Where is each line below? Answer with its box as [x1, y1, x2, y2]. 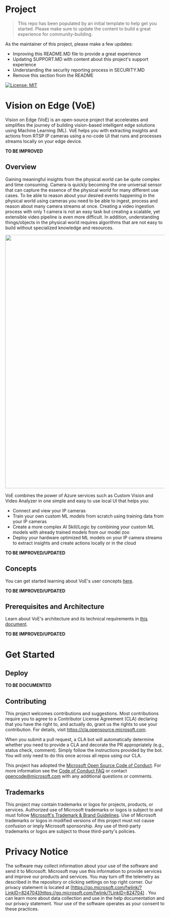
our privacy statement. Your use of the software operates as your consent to [5, 900, 165, 906]
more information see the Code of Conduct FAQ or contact [5, 768, 127, 774]
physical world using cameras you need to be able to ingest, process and [5, 198, 158, 204]
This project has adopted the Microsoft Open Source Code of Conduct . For [5, 762, 161, 768]
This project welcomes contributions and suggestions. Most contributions [5, 711, 159, 717]
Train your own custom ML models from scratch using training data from [12, 513, 164, 519]
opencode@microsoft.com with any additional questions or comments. [5, 773, 153, 779]
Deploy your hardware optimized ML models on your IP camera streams [12, 534, 163, 540]
